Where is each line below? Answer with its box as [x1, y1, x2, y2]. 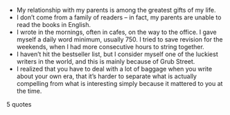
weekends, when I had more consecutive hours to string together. [16, 43, 205, 51]
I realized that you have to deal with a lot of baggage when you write [16, 65, 213, 73]
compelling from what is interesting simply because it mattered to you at [16, 80, 223, 87]
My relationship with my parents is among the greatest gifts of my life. [16, 6, 216, 14]
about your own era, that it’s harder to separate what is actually [16, 72, 197, 80]
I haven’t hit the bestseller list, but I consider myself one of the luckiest [16, 50, 219, 58]
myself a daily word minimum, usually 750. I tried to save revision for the [16, 35, 223, 44]
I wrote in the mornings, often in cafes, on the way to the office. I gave [16, 28, 217, 36]
